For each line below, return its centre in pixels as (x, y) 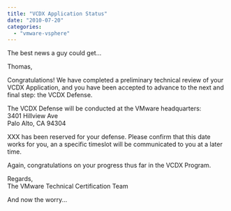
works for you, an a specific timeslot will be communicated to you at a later (115, 145)
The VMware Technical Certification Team (68, 187)
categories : (24, 27)
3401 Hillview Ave (32, 116)
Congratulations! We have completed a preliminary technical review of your (115, 80)
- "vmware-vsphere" (42, 33)
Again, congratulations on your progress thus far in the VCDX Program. (109, 166)
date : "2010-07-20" (36, 20)
